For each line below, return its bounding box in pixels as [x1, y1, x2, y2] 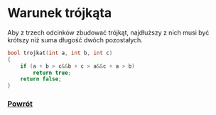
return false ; [20, 75, 62, 83]
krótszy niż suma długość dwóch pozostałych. [7, 35, 144, 44]
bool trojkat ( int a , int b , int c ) [7, 49, 113, 56]
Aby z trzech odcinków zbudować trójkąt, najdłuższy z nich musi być [7, 28, 210, 37]
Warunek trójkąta [7, 5, 112, 21]
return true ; [33, 69, 72, 76]
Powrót [7, 99, 33, 109]
